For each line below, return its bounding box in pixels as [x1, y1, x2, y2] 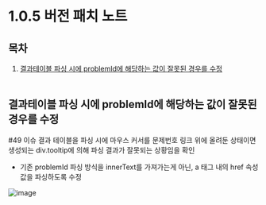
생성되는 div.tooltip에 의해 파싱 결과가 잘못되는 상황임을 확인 [8, 145, 195, 155]
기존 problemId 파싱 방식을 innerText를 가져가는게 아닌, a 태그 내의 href [19, 162, 245, 172]
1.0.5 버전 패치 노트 [8, 7, 128, 25]
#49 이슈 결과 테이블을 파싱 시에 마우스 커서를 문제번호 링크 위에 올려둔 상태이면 [8, 135, 256, 145]
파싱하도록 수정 [34, 172, 82, 181]
